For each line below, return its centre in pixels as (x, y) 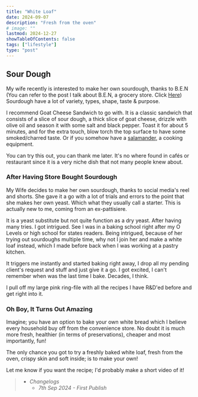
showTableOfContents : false (41, 39)
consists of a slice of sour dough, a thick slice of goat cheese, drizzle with (97, 119)
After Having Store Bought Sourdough (62, 177)
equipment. (20, 144)
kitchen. (16, 252)
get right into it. (25, 293)
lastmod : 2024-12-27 (32, 34)
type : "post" (22, 50)
